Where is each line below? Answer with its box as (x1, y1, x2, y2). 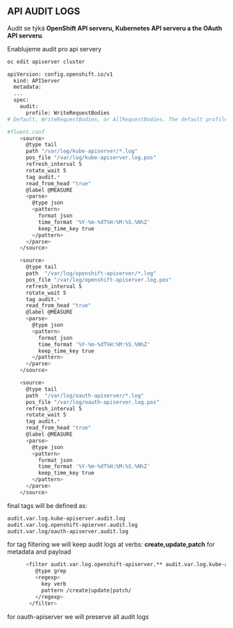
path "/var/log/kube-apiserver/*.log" (25, 148, 138, 155)
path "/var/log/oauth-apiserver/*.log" (25, 392, 144, 399)
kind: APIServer (13, 77, 60, 84)
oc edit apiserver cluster (7, 58, 85, 65)
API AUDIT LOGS (7, 6, 80, 17)
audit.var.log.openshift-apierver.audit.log (7, 521, 138, 528)
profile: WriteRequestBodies (25, 109, 110, 117)
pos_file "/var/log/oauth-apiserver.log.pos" (25, 398, 159, 405)
